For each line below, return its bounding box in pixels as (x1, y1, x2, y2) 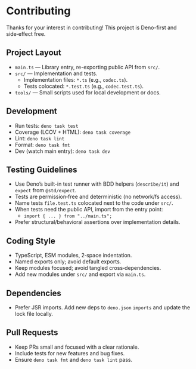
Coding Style (6, 236, 55, 246)
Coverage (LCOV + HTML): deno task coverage (14, 128, 131, 136)
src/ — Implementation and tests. (14, 70, 98, 77)
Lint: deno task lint (14, 134, 65, 142)
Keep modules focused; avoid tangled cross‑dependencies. (14, 265, 161, 272)
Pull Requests (6, 327, 58, 338)
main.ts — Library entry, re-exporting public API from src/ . (14, 63, 160, 70)
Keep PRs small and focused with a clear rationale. (14, 343, 139, 350)
